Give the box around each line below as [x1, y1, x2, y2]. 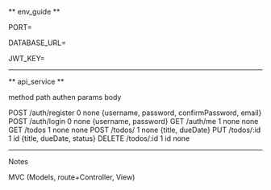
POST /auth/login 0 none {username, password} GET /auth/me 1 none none [8, 117, 259, 126]
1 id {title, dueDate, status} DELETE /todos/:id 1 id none [8, 134, 190, 143]
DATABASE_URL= [8, 38, 67, 47]
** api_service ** [8, 76, 65, 86]
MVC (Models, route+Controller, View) [8, 172, 135, 182]
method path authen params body [8, 93, 122, 101]
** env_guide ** [8, 7, 60, 16]
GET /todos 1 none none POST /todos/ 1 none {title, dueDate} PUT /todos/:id [8, 125, 261, 134]
